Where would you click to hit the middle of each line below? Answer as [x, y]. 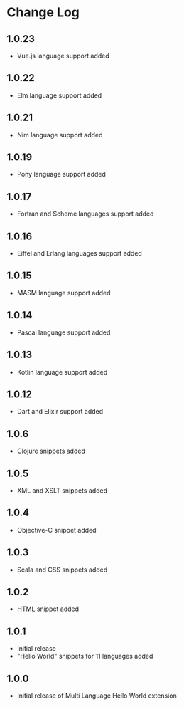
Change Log [43, 12]
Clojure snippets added [51, 451]
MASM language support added [64, 293]
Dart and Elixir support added [60, 412]
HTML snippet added [48, 609]
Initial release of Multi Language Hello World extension [97, 696]
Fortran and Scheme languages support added [85, 214]
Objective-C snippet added [56, 530]
